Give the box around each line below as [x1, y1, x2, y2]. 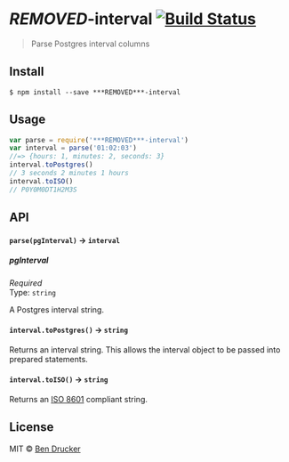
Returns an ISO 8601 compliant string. [9, 394, 149, 405]
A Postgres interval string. [9, 304, 105, 315]
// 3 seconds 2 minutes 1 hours [9, 169, 129, 178]
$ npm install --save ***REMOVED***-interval [9, 87, 181, 97]
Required [9, 277, 43, 288]
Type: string [9, 287, 56, 297]
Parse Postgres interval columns [30, 38, 150, 49]
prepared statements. [9, 353, 89, 364]
